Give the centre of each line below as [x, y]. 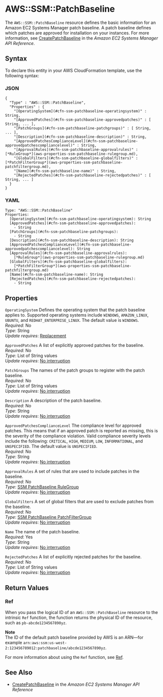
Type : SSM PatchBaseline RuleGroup [42, 487]
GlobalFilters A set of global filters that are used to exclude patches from [80, 502]
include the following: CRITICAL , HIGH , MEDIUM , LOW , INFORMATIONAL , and [74, 441]
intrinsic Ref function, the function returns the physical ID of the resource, [79, 617]
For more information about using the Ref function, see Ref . [64, 657]
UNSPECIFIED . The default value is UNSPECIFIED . [51, 446]
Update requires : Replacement [36, 336]
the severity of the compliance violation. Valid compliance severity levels [78, 436]
